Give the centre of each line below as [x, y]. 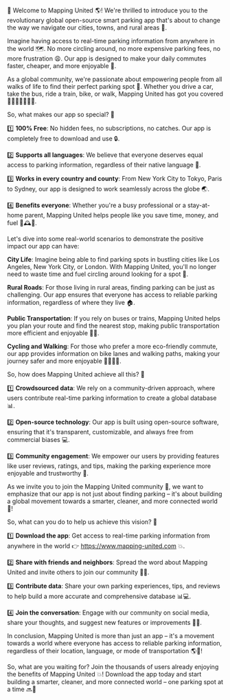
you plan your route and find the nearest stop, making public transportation [113, 326]
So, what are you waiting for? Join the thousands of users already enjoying [113, 667]
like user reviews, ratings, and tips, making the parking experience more [109, 466]
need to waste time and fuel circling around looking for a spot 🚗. [98, 274]
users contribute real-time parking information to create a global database [112, 398]
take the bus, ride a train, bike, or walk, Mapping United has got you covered [115, 94]
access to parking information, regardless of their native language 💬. [104, 165]
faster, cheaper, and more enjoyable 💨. [62, 66]
